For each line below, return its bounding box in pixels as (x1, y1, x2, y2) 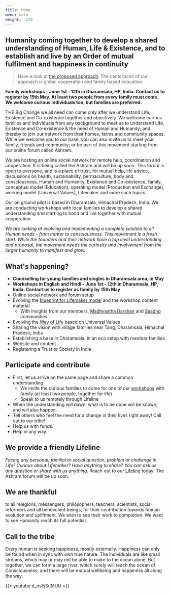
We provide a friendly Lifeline (5, 443, 100, 452)
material (12, 303, 30, 308)
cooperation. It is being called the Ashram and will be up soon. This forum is (5, 163, 164, 169)
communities (20, 314, 47, 319)
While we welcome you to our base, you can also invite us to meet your (5, 136, 154, 143)
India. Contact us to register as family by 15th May (12, 287, 121, 292)
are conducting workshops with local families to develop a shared (5, 205, 143, 211)
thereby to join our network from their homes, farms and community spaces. (5, 131, 165, 137)
